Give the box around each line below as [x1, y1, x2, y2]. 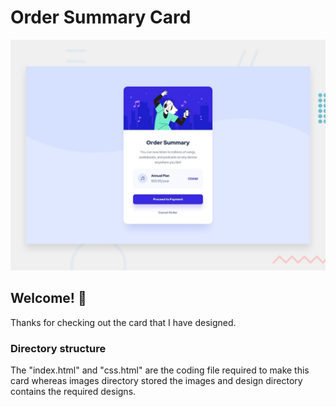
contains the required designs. [10, 386, 137, 398]
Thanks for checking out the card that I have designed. [10, 316, 237, 328]
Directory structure [10, 341, 107, 355]
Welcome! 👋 [10, 290, 87, 307]
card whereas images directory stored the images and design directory [10, 375, 303, 387]
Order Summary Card [10, 6, 192, 29]
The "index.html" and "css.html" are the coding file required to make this [10, 364, 310, 376]
